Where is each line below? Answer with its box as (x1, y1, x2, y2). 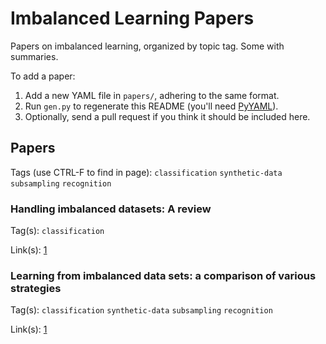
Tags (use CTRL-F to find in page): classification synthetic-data (10, 166, 283, 178)
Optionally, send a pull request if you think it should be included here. (24, 110, 311, 122)
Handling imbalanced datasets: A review (10, 202, 212, 216)
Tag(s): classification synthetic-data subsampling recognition (10, 304, 273, 316)
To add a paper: (10, 70, 76, 82)
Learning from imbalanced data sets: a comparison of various (10, 268, 317, 282)
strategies (10, 281, 62, 295)
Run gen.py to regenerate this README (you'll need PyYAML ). (24, 100, 279, 112)
